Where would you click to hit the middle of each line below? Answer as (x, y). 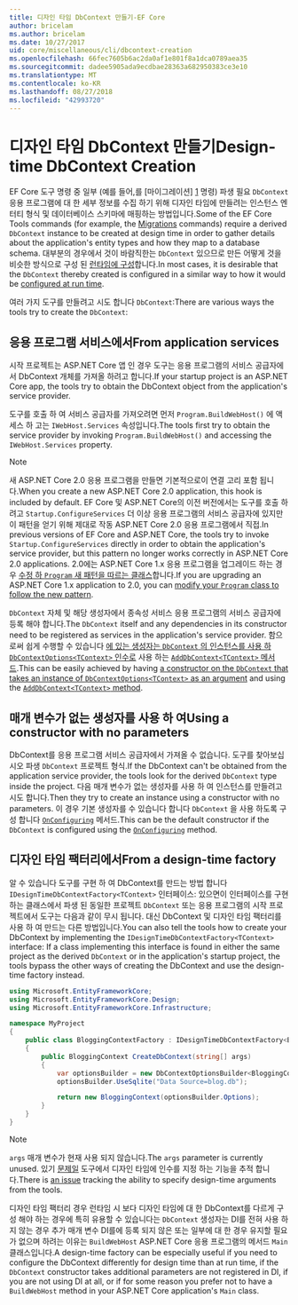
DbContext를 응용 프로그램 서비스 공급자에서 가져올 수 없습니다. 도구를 (132, 755)
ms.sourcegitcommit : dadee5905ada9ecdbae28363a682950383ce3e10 (129, 67)
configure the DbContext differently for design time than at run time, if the (144, 1262)
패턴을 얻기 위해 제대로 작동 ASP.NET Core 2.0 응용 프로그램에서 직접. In (143, 525)
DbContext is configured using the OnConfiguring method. (114, 829)
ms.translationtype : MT (53, 75)
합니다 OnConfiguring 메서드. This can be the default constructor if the (144, 819)
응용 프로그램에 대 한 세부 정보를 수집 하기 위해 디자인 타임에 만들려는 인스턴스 (144, 203)
